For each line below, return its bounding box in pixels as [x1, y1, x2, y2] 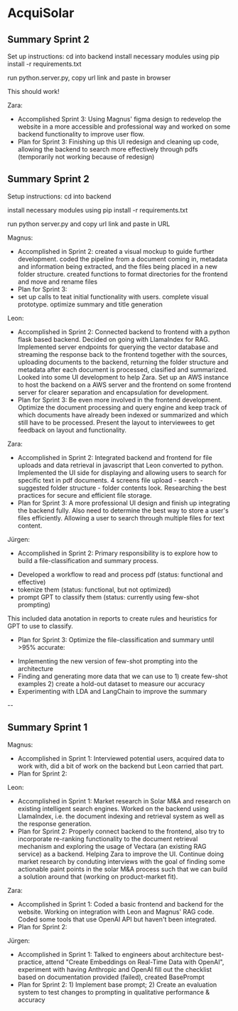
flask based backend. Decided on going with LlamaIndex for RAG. [17, 335, 210, 343]
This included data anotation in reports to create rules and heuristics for [7, 614, 218, 623]
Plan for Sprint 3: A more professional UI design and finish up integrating [17, 498, 231, 507]
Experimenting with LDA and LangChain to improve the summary [17, 687, 207, 695]
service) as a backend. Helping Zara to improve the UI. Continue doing [17, 850, 225, 858]
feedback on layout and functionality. [17, 425, 126, 434]
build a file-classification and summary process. [17, 556, 158, 565]
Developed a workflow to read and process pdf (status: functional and [17, 570, 224, 579]
